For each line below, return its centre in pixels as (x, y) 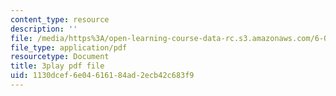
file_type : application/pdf (69, 47)
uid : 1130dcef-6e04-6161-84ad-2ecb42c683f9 (102, 76)
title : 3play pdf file (57, 66)
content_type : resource (60, 19)
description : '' (44, 29)
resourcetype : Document (60, 57)
